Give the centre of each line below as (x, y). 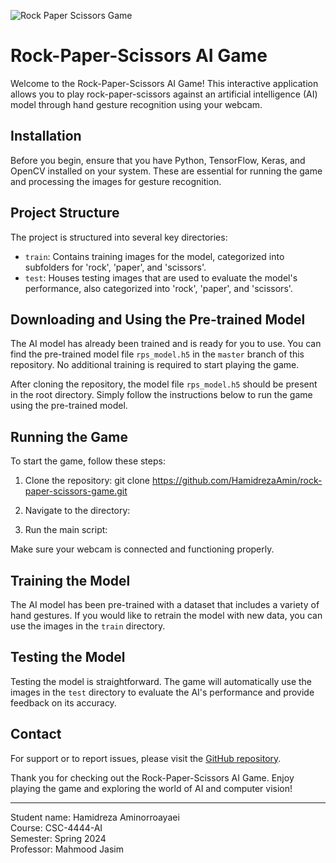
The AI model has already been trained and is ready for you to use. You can (166, 344)
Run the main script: (66, 530)
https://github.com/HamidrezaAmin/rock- (237, 481)
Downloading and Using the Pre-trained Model (158, 319)
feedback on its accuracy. (63, 702)
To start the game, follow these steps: (88, 461)
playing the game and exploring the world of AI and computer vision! (151, 788)
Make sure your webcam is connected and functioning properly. (142, 549)
